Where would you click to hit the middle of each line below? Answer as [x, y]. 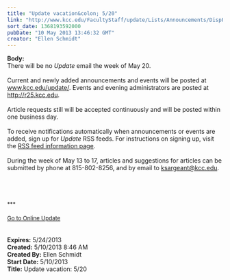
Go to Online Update [34, 218]
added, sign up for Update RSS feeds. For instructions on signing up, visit [111, 139]
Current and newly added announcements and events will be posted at [107, 80]
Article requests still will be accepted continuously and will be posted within [114, 110]
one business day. [33, 117]
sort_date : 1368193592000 [44, 26]
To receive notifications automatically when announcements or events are [111, 132]
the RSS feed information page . [51, 146]
